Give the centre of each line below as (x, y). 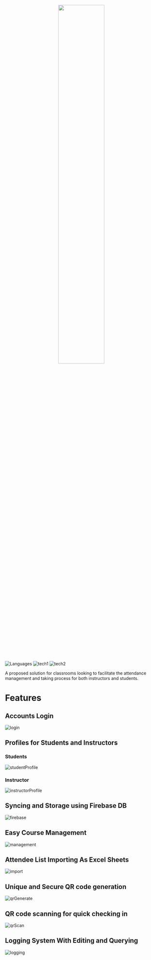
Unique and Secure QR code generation (66, 887)
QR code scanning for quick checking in (66, 914)
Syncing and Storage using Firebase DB (66, 806)
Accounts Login (29, 716)
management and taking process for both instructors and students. (72, 678)
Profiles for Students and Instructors (61, 743)
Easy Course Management (46, 833)
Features (23, 698)
